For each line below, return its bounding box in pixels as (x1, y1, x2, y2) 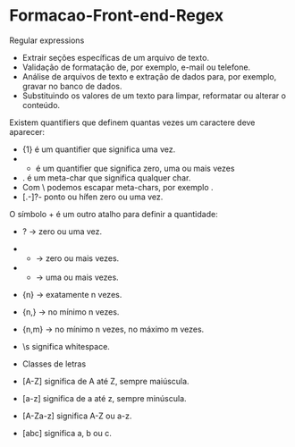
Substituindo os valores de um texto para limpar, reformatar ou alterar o (21, 90, 286, 101)
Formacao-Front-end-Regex (9, 5, 224, 26)
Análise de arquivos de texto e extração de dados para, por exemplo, (21, 71, 277, 81)
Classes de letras (21, 358, 87, 369)
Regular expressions (9, 35, 85, 46)
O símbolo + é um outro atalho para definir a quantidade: (9, 208, 218, 219)
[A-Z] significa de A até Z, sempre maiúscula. (21, 375, 190, 386)
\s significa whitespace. (21, 341, 110, 351)
